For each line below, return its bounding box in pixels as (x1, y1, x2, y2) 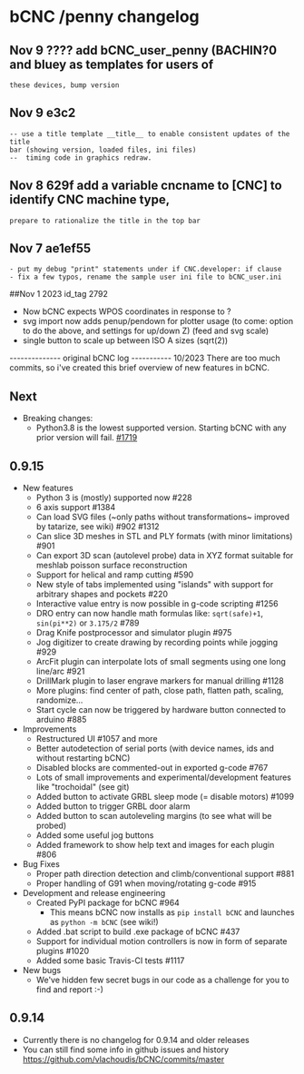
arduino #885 (35, 714, 87, 725)
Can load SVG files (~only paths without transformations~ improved (35, 511, 290, 523)
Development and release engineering (22, 888, 166, 899)
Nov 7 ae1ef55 (9, 241, 92, 256)
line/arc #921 (35, 665, 85, 677)
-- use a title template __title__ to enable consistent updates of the (9, 129, 290, 138)
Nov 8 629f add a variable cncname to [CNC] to (9, 178, 283, 193)
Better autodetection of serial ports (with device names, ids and (35, 743, 274, 754)
